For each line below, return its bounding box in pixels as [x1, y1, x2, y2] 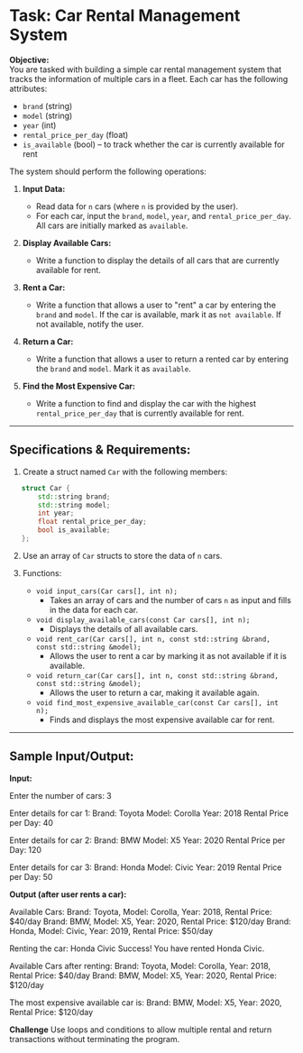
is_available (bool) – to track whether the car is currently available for [22, 139, 286, 150]
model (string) [22, 110, 73, 121]
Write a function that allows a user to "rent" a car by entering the [35, 299, 277, 310]
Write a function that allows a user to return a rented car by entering [35, 353, 289, 364]
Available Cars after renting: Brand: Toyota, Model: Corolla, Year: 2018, [9, 960, 271, 971]
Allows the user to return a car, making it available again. [49, 687, 260, 698]
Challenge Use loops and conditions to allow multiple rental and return [9, 1024, 272, 1035]
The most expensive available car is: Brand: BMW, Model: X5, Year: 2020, [9, 997, 282, 1008]
